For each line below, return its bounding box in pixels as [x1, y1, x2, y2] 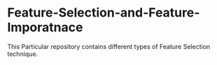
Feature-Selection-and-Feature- [7, 5, 200, 21]
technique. [7, 50, 38, 58]
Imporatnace [7, 19, 83, 35]
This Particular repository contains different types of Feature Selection [7, 42, 211, 50]
